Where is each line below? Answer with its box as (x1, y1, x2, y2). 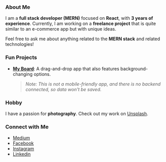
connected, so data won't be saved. (25, 86, 102, 92)
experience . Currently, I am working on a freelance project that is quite (5, 20, 156, 26)
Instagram (12, 146, 34, 152)
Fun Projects (5, 54, 37, 61)
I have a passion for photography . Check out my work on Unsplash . (5, 111, 149, 117)
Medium (12, 135, 31, 141)
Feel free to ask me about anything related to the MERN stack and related (5, 36, 160, 42)
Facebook (12, 140, 34, 146)
